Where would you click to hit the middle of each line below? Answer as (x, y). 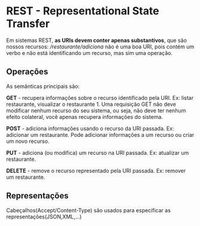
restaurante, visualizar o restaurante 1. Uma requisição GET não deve (91, 104)
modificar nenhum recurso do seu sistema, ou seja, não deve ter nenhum (96, 110)
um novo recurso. (28, 141)
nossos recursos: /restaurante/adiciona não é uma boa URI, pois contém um (100, 47)
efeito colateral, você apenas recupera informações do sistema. (84, 117)
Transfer (28, 24)
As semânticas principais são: (43, 86)
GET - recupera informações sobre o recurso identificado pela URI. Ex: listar (100, 97)
